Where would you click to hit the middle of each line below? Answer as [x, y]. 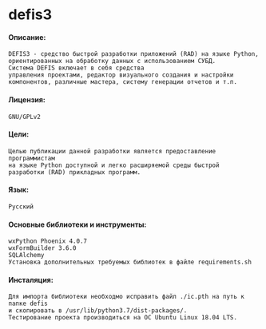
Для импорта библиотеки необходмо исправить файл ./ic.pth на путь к [127, 297]
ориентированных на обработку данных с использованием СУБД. [112, 61]
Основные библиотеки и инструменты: [77, 224]
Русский [21, 207]
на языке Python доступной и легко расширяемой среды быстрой [114, 165]
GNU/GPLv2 [25, 117]
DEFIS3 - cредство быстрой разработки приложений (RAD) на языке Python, [134, 54]
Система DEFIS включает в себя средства [77, 68]
